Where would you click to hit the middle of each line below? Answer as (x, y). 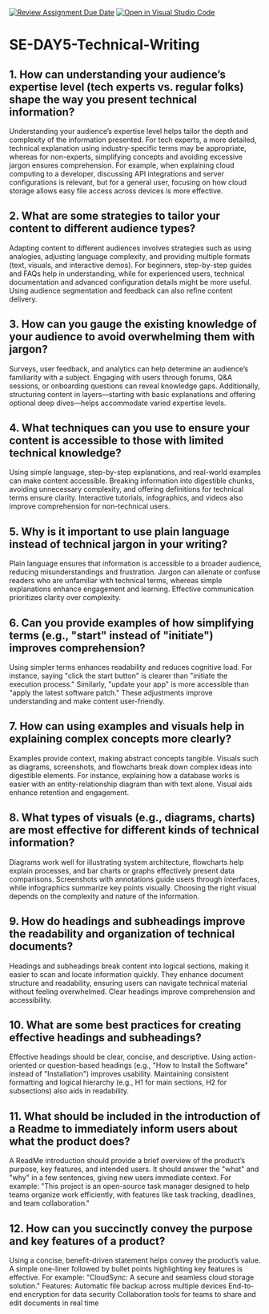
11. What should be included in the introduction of (135, 1116)
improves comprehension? (78, 648)
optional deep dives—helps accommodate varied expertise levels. (118, 403)
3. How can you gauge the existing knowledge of (133, 324)
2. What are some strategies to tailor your (115, 216)
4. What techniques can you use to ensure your (130, 428)
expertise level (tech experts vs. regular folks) (126, 87)
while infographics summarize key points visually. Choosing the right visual (133, 887)
